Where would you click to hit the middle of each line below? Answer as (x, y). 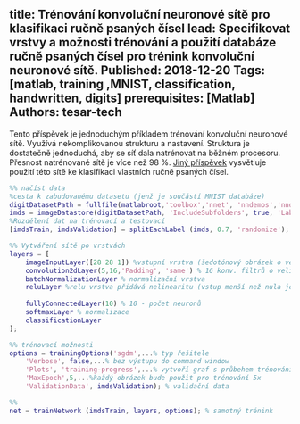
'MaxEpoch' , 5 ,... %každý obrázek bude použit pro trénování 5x (143, 378)
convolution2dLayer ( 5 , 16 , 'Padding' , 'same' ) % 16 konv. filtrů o (150, 270)
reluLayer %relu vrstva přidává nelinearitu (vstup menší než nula (153, 287)
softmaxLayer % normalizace (77, 312)
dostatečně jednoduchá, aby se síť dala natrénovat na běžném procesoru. (145, 153)
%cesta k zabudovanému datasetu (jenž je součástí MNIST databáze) (137, 196)
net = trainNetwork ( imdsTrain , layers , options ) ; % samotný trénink (142, 411)
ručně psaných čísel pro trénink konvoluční (132, 57)
